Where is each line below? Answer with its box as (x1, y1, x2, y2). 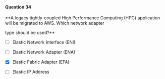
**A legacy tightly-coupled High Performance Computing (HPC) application (5, 15, 160, 21)
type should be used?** (5, 30, 55, 36)
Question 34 (5, 4, 31, 10)
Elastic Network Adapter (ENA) (12, 49, 76, 55)
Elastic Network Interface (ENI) (12, 39, 76, 45)
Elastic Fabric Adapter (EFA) (12, 59, 70, 65)
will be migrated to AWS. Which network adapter (5, 20, 105, 26)
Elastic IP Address (12, 69, 50, 75)
